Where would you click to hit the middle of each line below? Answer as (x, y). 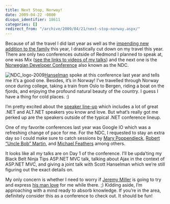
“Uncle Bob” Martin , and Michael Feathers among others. (65, 144)
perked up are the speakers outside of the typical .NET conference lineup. (83, 117)
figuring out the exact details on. (40, 170)
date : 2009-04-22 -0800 (31, 15)
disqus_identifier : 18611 (33, 19)
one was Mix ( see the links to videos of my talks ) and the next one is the (81, 60)
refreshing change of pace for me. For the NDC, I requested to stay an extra (85, 133)
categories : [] (21, 24)
